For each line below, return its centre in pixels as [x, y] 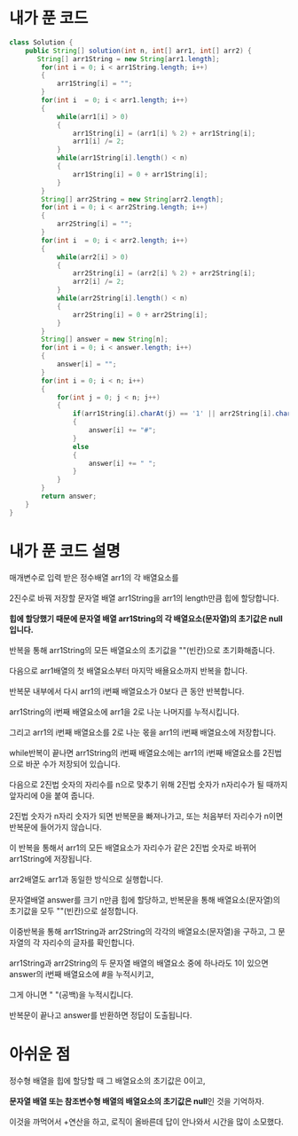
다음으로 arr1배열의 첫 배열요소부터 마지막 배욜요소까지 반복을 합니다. [129, 670]
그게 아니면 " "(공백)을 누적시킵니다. [71, 994]
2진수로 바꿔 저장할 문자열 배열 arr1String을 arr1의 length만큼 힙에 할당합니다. [144, 598]
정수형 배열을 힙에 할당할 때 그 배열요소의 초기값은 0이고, [107, 1080]
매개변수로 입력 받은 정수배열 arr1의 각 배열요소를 [94, 577]
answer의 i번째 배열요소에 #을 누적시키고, [82, 974]
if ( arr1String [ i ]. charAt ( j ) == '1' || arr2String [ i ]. [174, 414]
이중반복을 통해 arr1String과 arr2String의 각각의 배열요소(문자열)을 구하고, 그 [143, 931]
